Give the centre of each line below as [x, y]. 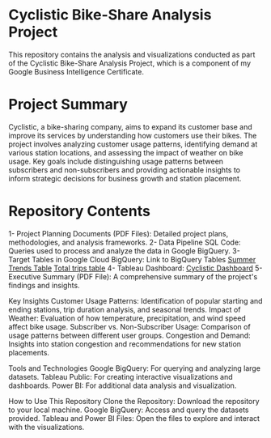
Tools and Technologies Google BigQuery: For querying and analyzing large [135, 368]
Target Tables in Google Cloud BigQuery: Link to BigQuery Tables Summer [132, 259]
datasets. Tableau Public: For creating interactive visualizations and [121, 376]
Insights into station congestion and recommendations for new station [125, 344]
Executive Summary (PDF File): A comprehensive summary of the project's [133, 276]
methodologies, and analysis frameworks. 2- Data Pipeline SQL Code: [125, 242]
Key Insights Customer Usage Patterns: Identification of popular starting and [135, 300]
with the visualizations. [47, 427]
